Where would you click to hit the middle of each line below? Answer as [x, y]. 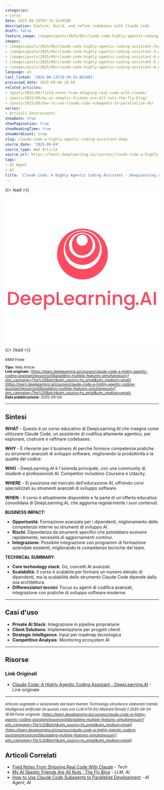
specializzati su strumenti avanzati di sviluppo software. [61, 488]
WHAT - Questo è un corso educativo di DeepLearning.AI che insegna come [82, 429]
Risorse [17, 660]
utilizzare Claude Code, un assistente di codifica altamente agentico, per [78, 434]
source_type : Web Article [31, 149]
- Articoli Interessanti [30, 113]
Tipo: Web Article [20, 367]
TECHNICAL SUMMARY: [30, 557]
